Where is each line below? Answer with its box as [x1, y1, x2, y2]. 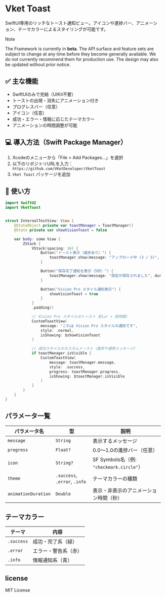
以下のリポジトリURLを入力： [12, 161, 73, 167]
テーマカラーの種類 [92, 475, 137, 482]
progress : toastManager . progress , [49, 369, 121, 374]
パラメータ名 [14, 427, 44, 434]
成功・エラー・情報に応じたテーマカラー [12, 116, 95, 122]
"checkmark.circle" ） [92, 463, 143, 470]
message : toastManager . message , [49, 360, 116, 365]
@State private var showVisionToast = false [14, 228, 107, 233]
